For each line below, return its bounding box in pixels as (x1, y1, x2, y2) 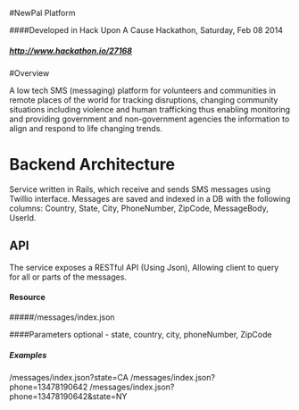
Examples (9, 349, 47, 360)
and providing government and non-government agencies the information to (9, 113, 290, 124)
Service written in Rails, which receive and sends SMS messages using (9, 183, 270, 195)
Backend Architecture (9, 155, 176, 175)
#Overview (9, 67, 50, 79)
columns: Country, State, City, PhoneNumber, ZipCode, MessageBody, (9, 203, 270, 213)
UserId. (9, 212, 37, 222)
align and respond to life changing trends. (9, 122, 163, 133)
